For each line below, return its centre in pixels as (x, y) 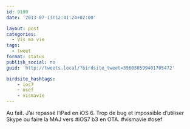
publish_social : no (31, 62)
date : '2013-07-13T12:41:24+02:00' (51, 18)
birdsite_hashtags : (31, 79)
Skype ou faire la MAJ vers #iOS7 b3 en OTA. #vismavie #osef (84, 119)
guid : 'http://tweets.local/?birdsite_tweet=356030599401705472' (90, 68)
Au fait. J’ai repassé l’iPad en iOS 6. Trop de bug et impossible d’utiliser (95, 113)
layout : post (23, 28)
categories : (21, 34)
